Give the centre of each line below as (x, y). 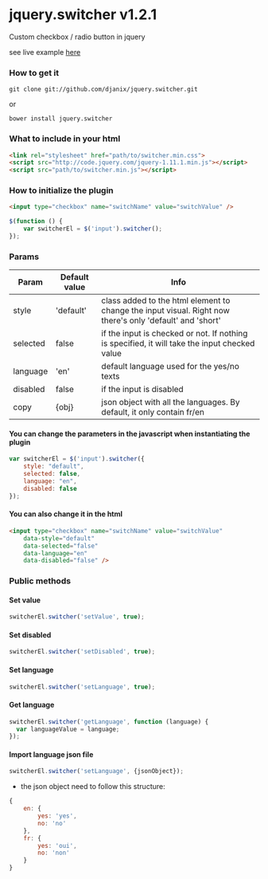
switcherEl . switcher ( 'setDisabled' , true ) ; (82, 652)
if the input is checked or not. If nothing (175, 334)
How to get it (34, 73)
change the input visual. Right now (165, 311)
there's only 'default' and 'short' (161, 320)
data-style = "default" (59, 538)
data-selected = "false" (61, 546)
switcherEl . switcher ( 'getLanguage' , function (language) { (109, 722)
